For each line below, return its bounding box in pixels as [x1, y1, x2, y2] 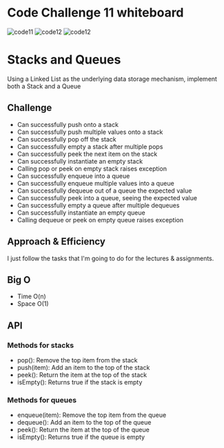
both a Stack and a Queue [7, 81, 81, 90]
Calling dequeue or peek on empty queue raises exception [17, 215, 184, 224]
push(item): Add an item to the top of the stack [17, 364, 150, 371]
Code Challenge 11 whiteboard [7, 5, 184, 21]
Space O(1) [17, 300, 50, 308]
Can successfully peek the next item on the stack [17, 150, 158, 158]
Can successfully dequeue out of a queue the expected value [17, 186, 192, 195]
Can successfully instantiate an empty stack [17, 157, 143, 165]
